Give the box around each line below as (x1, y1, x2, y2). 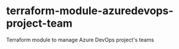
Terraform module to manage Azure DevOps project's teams (6, 36, 155, 43)
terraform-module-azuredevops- (6, 4, 174, 18)
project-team (6, 17, 73, 30)
